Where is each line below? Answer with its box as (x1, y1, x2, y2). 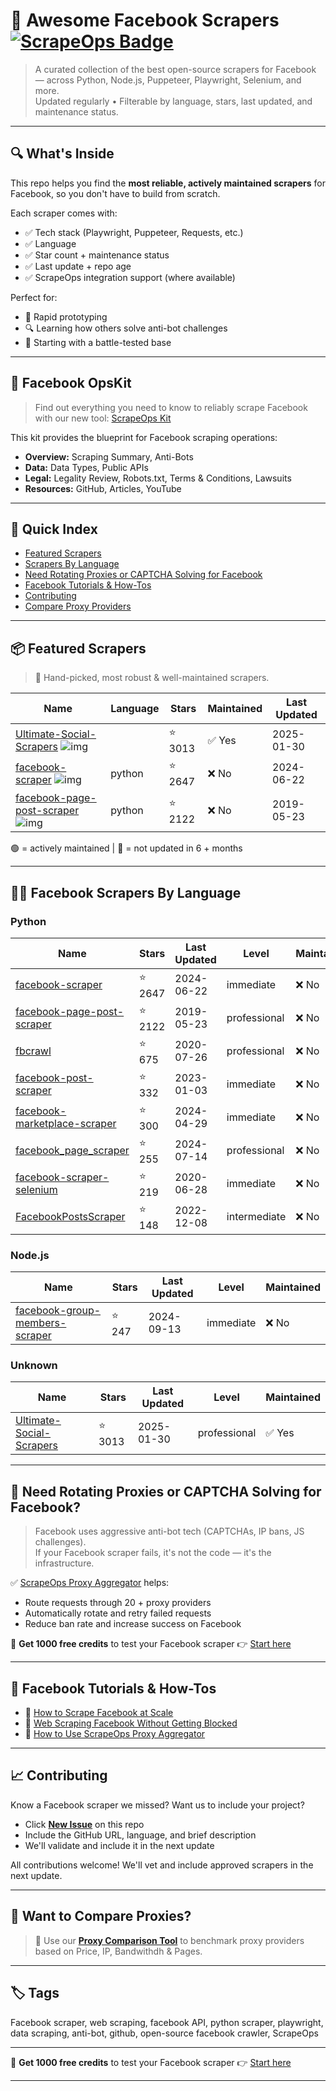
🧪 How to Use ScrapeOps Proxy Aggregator (24, 1728, 206, 1740)
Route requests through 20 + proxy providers (24, 1597, 212, 1609)
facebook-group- (15, 1304, 102, 1318)
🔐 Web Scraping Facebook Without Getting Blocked (24, 1717, 238, 1729)
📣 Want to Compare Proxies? (10, 1908, 192, 1925)
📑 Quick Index (10, 520, 98, 538)
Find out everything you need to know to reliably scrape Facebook (34, 401, 308, 413)
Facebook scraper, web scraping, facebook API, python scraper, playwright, (10, 2016, 324, 2028)
